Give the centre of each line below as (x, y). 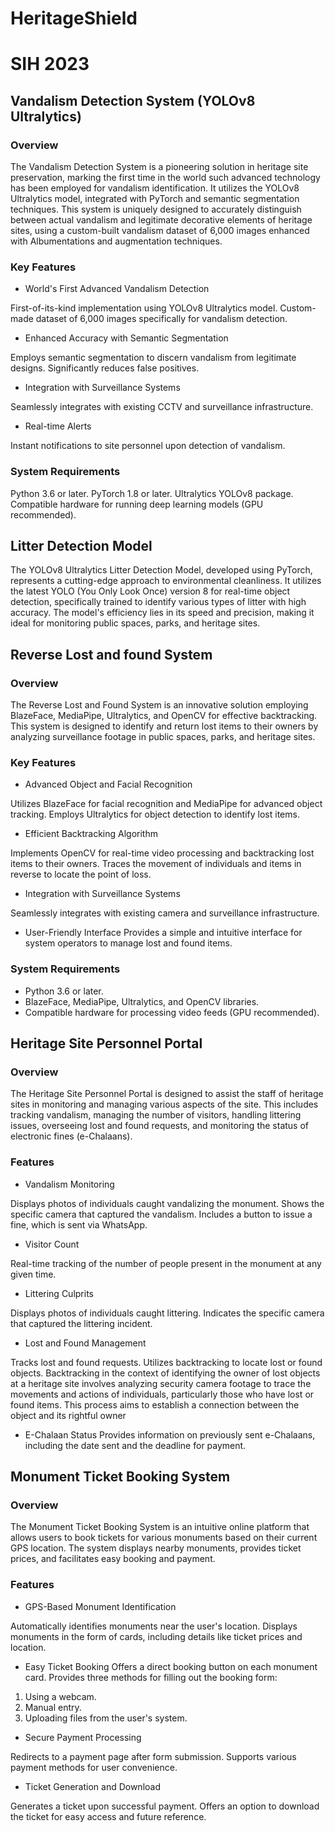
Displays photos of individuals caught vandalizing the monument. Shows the (167, 1203)
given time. (33, 1274)
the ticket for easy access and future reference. (108, 1816)
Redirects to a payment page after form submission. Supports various (153, 1756)
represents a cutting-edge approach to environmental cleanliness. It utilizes (166, 581)
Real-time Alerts (58, 426)
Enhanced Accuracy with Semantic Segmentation (126, 338)
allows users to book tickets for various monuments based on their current (164, 1538)
